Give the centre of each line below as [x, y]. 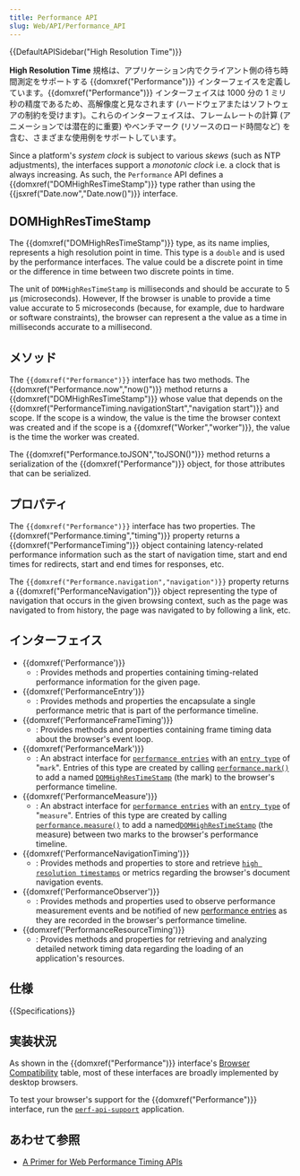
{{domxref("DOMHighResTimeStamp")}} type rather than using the [133, 184]
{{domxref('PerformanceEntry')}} [83, 691]
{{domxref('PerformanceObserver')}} [91, 891]
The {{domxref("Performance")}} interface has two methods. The [130, 380]
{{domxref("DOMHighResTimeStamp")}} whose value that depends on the [146, 399]
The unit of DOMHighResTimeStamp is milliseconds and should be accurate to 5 [150, 289]
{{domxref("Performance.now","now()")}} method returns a [119, 389]
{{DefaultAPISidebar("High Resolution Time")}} [96, 51]
